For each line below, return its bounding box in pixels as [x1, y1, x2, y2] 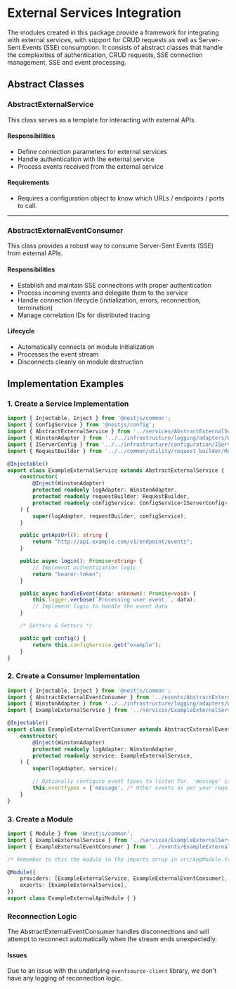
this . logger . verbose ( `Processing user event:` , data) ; [32, 596, 197, 604]
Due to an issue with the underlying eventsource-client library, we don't [7, 966, 217, 975]
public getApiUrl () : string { [20, 532, 109, 539]
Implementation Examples [7, 378, 124, 390]
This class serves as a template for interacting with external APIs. [7, 115, 197, 124]
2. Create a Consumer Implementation [7, 671, 140, 681]
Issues [7, 951, 27, 959]
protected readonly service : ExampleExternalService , [32, 752, 193, 759]
